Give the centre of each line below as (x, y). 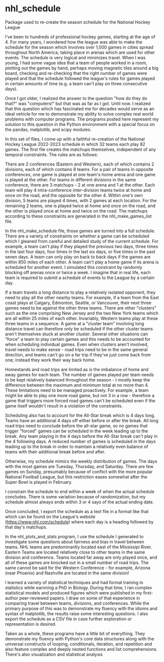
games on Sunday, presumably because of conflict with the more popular (79, 472)
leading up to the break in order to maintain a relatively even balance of (77, 447)
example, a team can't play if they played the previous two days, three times (82, 246)
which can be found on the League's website (50, 517)
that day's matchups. (26, 527)
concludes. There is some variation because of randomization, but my (75, 496)
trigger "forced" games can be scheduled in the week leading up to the (77, 431)
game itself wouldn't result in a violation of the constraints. (64, 406)
